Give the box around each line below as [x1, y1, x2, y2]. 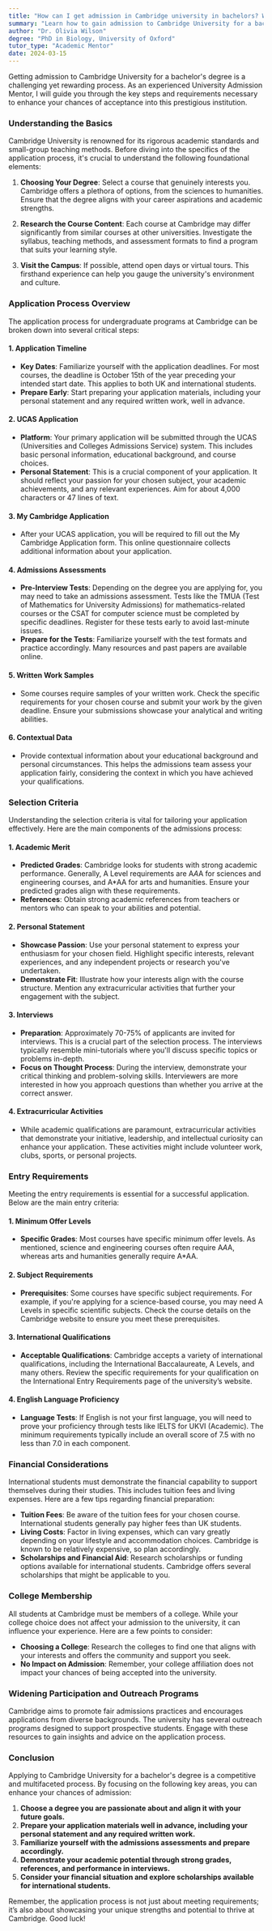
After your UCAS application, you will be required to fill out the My [19, 530, 240, 539]
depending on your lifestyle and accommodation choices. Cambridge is [19, 1536, 259, 1546]
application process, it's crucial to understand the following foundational [8, 153, 249, 163]
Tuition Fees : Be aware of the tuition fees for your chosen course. [19, 1510, 240, 1520]
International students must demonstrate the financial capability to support [8, 1477, 257, 1487]
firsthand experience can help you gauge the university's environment [19, 269, 255, 279]
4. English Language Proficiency [8, 1394, 120, 1405]
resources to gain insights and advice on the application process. [8, 1732, 227, 1742]
